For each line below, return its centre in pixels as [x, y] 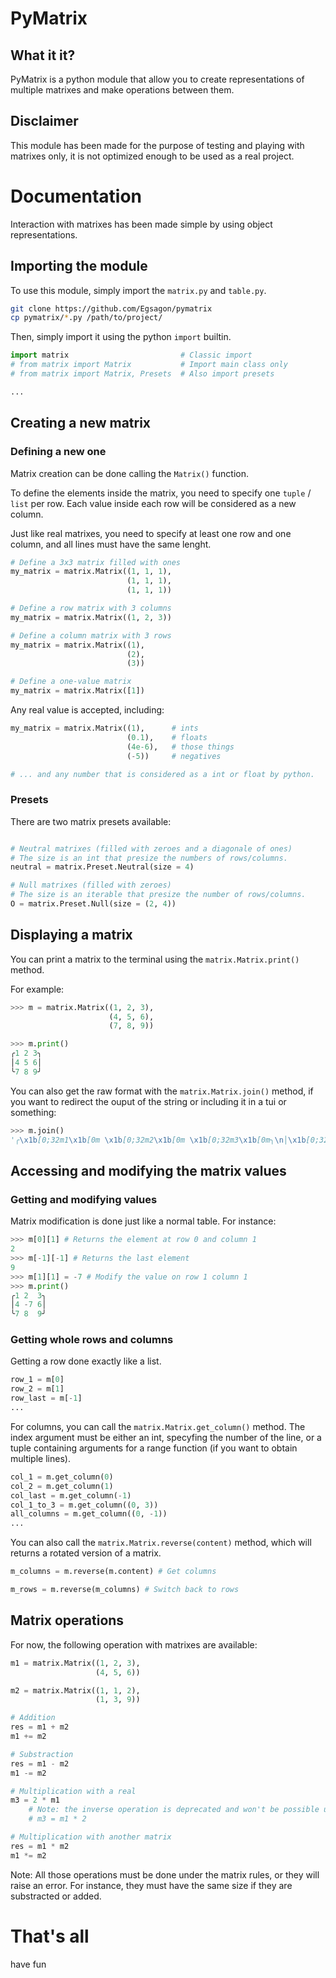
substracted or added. [56, 1896]
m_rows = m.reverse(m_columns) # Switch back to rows [125, 1590]
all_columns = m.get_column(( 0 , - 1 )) [89, 1514]
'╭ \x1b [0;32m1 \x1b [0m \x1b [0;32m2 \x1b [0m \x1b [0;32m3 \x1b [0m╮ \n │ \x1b [158, 1140]
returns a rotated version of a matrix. [86, 1553]
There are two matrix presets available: [91, 821]
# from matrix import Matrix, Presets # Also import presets [142, 374]
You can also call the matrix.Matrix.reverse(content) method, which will [161, 1543]
